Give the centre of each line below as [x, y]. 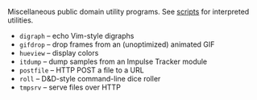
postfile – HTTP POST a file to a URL [81, 70]
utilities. [21, 20]
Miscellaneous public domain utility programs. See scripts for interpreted [128, 12]
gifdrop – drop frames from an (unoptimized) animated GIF [117, 44]
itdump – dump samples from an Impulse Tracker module [113, 61]
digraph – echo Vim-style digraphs [77, 36]
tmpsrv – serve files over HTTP [70, 87]
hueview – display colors [59, 53]
